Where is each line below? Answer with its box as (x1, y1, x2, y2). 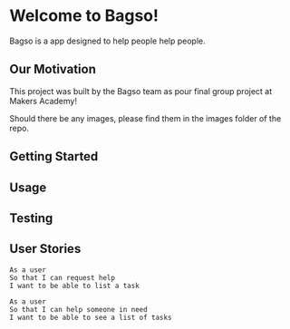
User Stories (9, 241, 82, 256)
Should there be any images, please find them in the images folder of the (9, 112, 282, 123)
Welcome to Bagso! (9, 5, 159, 26)
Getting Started (9, 149, 99, 164)
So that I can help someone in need (9, 305, 148, 314)
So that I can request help (9, 273, 116, 282)
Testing (9, 210, 53, 226)
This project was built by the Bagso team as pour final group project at (9, 85, 273, 96)
